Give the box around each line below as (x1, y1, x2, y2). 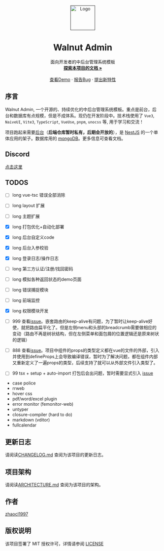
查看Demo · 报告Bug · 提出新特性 (49, 76, 116, 82)
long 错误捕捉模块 (12, 287, 49, 293)
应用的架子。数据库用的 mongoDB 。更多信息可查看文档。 (9, 135, 126, 141)
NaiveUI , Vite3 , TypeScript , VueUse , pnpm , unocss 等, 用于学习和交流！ (5, 119, 144, 125)
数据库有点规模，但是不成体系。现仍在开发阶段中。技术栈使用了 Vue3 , (13, 112, 155, 119)
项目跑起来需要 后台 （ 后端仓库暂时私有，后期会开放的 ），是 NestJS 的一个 (5, 129, 154, 135)
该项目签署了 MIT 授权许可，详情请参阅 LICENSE (5, 541, 104, 547)
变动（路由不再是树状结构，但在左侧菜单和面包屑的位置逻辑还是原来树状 (12, 331, 159, 337)
